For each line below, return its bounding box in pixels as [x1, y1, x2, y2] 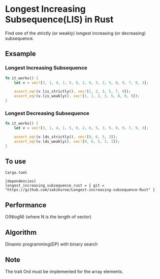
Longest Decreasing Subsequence [5, 110, 90, 117]
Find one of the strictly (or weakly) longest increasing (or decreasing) [5, 30, 146, 36]
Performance [5, 201, 47, 209]
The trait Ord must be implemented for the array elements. [5, 268, 124, 274]
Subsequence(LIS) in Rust [5, 14, 114, 25]
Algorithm [5, 228, 37, 237]
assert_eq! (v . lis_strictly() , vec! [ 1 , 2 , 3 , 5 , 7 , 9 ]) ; [14, 89, 131, 94]
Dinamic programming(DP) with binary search [5, 241, 98, 247]
